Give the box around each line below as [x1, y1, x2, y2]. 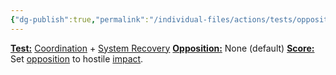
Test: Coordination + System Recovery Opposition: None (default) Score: [10, 42, 315, 54]
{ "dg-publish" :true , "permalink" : [10, 14, 150, 25]
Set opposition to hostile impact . [10, 52, 144, 65]
